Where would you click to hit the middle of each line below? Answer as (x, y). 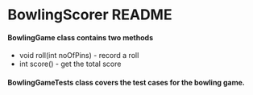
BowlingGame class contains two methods (81, 37)
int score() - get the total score (70, 64)
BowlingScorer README (90, 15)
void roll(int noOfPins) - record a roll (79, 56)
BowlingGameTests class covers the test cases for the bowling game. (126, 82)
